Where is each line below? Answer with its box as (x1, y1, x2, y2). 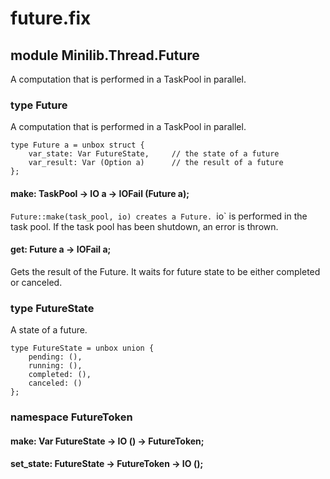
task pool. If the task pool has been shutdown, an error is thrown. (10, 220, 279, 232)
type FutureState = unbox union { (10, 343, 155, 353)
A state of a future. (10, 324, 88, 336)
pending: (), (28, 352, 83, 362)
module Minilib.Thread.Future (10, 47, 200, 64)
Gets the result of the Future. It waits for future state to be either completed (10, 265, 321, 277)
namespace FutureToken (10, 410, 133, 424)
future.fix (10, 7, 92, 30)
